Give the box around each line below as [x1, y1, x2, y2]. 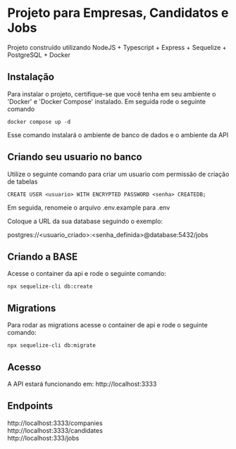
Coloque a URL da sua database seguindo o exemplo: [7, 217, 163, 225]
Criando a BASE [7, 251, 78, 263]
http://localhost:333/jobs [7, 434, 80, 442]
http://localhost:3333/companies [7, 419, 104, 427]
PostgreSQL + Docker [7, 51, 70, 59]
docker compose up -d [7, 118, 71, 125]
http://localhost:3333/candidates [7, 426, 104, 434]
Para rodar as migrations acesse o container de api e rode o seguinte [7, 321, 208, 329]
